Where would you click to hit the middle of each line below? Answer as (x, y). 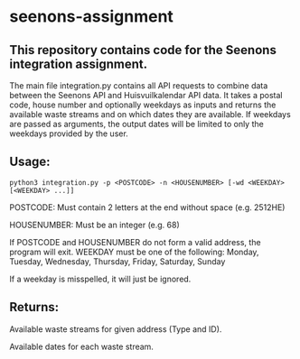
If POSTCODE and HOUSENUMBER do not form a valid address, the (135, 242)
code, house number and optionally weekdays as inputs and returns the (143, 105)
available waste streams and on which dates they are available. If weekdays (150, 114)
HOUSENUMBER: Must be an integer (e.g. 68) (95, 225)
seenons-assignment (92, 17)
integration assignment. (78, 64)
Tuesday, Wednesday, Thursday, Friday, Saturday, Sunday (117, 261)
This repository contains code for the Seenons (143, 50)
